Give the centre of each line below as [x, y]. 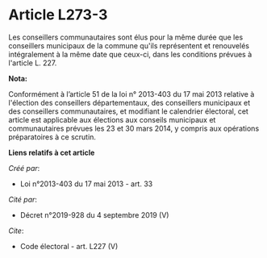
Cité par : [23, 199]
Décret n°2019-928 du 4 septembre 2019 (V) [94, 214]
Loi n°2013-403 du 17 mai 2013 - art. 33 [86, 184]
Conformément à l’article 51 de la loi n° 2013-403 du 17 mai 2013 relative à [131, 94]
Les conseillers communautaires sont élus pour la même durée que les [126, 37]
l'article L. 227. [33, 63]
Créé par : [24, 168]
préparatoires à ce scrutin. [52, 137]
